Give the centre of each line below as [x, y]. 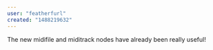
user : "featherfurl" [37, 13]
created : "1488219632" [40, 20]
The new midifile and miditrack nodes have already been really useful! [107, 39]
